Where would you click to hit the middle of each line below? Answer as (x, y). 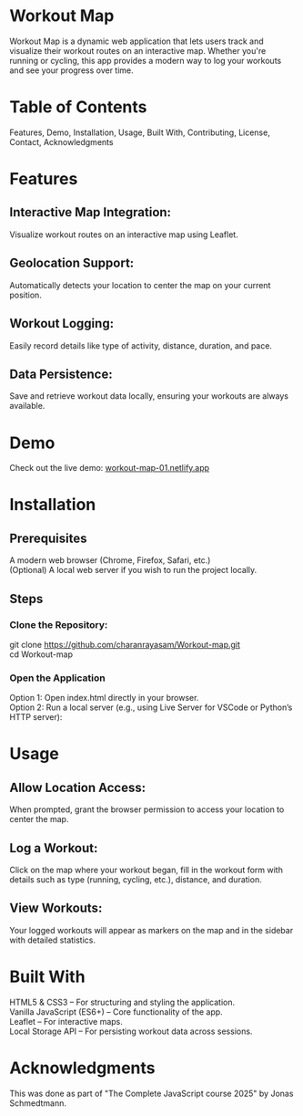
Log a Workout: (54, 848)
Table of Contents (78, 107)
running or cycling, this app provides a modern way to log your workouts (146, 60)
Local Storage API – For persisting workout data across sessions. (131, 1031)
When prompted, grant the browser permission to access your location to (147, 809)
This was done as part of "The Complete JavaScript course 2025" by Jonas (151, 1093)
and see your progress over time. (71, 70)
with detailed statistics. (52, 940)
